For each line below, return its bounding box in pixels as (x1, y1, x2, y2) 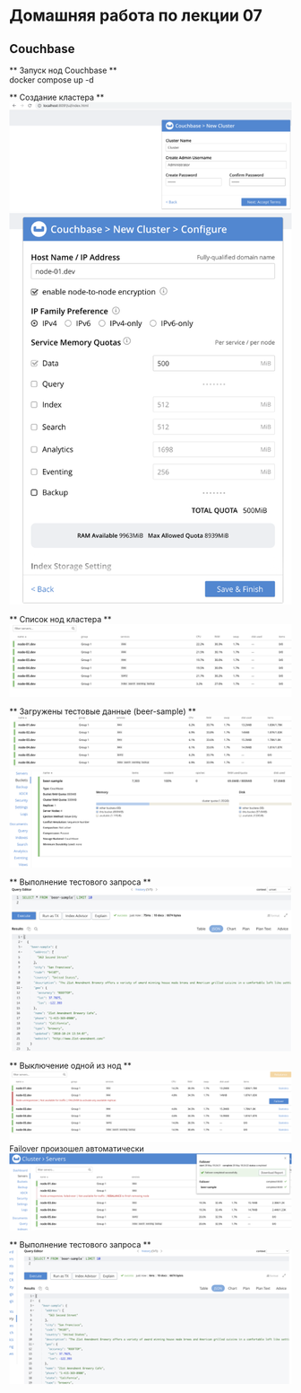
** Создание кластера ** (9, 92, 105, 102)
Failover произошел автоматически (9, 1142, 145, 1154)
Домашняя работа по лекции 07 (9, 5, 262, 26)
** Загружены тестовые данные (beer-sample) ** (9, 706, 197, 717)
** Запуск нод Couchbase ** (9, 65, 118, 75)
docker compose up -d (9, 75, 94, 85)
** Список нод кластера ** (9, 613, 112, 624)
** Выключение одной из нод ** (9, 1060, 132, 1071)
